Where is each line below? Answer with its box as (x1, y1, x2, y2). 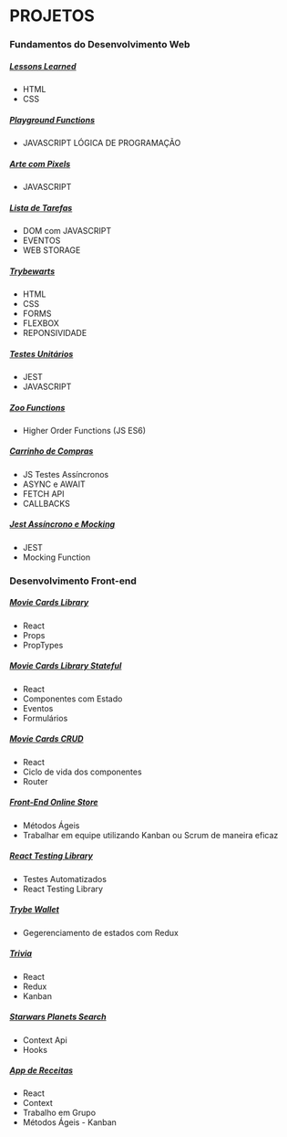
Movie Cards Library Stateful (9, 660, 122, 671)
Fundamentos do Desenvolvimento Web (9, 38, 190, 51)
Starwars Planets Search (9, 1011, 107, 1023)
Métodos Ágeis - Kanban (22, 1117, 117, 1128)
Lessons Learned (9, 60, 77, 71)
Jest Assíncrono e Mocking (9, 519, 116, 530)
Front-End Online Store (9, 796, 98, 808)
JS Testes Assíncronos (22, 468, 109, 479)
